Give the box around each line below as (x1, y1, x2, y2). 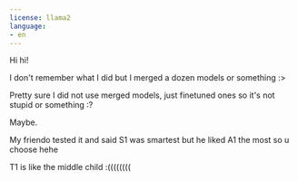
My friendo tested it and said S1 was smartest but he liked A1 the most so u (9, 135, 290, 146)
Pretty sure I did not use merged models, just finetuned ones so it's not (9, 90, 275, 100)
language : (9, 22, 47, 31)
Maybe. (9, 117, 38, 128)
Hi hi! (9, 55, 29, 66)
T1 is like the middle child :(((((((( (9, 162, 132, 173)
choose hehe (9, 144, 59, 155)
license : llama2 (9, 13, 71, 23)
